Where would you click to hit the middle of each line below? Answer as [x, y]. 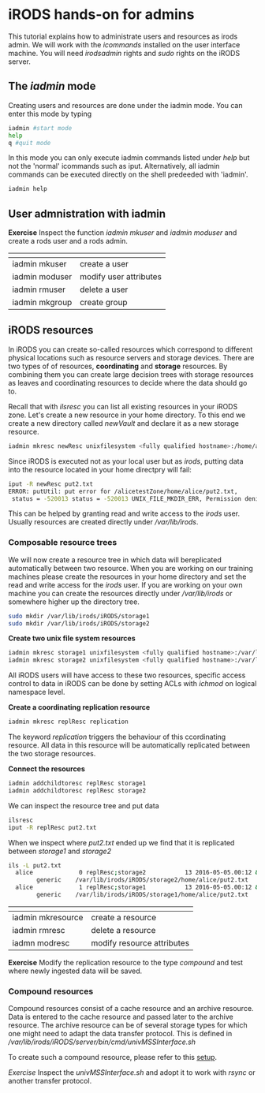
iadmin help [28, 189]
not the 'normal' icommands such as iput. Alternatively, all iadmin [114, 166]
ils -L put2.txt [35, 865]
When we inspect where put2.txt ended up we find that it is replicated [121, 842]
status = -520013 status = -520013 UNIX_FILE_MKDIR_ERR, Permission [127, 498]
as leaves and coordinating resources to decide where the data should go [128, 382]
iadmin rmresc [39, 930]
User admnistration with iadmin [87, 213]
